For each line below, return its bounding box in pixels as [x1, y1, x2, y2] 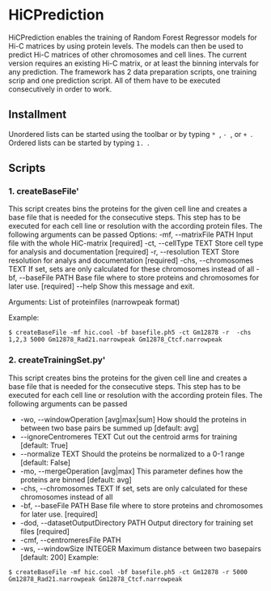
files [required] [19, 526, 70, 536]
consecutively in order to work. [8, 84, 112, 94]
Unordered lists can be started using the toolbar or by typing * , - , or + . [8, 129, 253, 139]
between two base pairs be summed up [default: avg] [19, 423, 200, 433]
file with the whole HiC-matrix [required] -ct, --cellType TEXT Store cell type [8, 238, 264, 248]
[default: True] [19, 440, 69, 450]
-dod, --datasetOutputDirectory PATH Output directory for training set [19, 517, 253, 528]
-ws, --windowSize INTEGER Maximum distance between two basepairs [19, 543, 261, 553]
